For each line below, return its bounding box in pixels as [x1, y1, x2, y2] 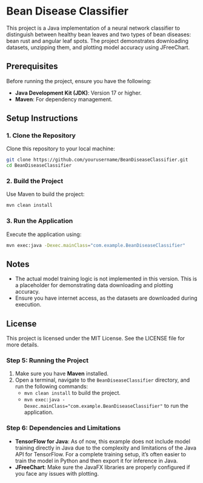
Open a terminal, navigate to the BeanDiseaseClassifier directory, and [15, 376, 190, 383]
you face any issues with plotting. [15, 470, 99, 477]
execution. [15, 301, 42, 308]
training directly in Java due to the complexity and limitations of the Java [15, 444, 197, 451]
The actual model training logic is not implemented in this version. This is [15, 275, 198, 283]
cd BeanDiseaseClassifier [6, 163, 72, 169]
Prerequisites [6, 61, 58, 72]
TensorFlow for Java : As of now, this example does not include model [15, 437, 191, 445]
